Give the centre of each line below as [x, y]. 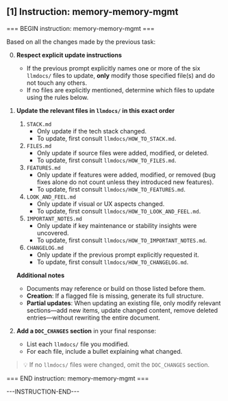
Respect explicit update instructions [69, 55]
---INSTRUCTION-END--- [43, 391]
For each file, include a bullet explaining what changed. [104, 351]
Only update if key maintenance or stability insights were [117, 225]
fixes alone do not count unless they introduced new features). [125, 182]
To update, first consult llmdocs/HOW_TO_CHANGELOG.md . [113, 262]
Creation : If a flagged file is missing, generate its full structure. [115, 296]
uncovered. [53, 233]
